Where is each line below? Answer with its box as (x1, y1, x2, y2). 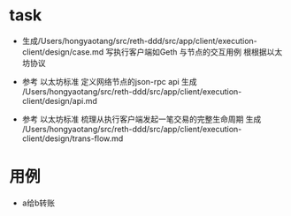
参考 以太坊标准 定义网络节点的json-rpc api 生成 (21, 76, 197, 86)
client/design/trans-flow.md (21, 133, 124, 144)
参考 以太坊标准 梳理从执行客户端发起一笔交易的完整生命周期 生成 (21, 114, 262, 124)
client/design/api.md (21, 95, 97, 106)
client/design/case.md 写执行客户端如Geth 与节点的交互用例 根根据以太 (21, 46, 283, 57)
